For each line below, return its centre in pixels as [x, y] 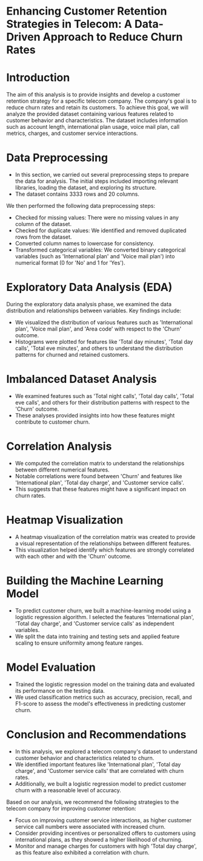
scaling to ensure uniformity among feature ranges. [79, 643]
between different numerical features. [62, 470]
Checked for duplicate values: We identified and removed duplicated [101, 231]
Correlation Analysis [59, 446]
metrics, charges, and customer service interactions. [72, 133]
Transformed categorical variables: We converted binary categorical [100, 250]
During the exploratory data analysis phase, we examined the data [89, 304]
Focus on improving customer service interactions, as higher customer [103, 820]
